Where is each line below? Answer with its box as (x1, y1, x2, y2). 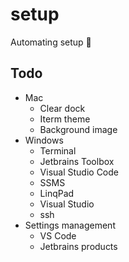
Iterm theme (39, 113, 91, 125)
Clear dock (39, 102, 86, 114)
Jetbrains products (39, 240, 118, 252)
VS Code (39, 229, 77, 242)
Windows (24, 134, 64, 146)
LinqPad (39, 187, 75, 199)
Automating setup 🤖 (10, 36, 92, 48)
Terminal (39, 144, 77, 157)
